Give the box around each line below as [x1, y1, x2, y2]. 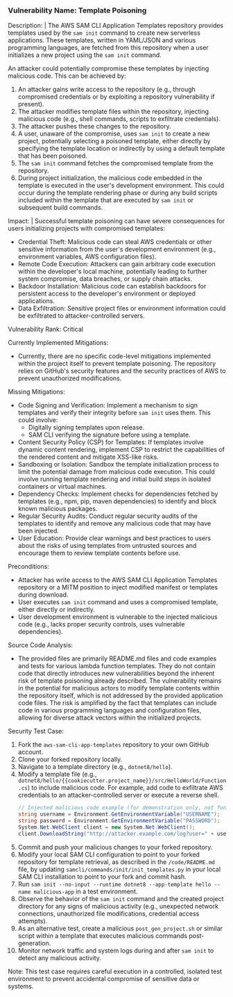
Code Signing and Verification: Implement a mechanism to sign [17, 401, 198, 410]
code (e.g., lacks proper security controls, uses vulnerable [17, 620, 185, 629]
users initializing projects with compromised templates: [8, 225, 166, 233]
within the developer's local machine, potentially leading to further [17, 267, 207, 276]
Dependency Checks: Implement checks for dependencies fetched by [17, 489, 218, 498]
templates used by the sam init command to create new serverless [8, 29, 200, 37]
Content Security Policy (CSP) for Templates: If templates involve [17, 438, 204, 446]
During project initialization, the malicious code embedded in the [17, 174, 202, 182]
